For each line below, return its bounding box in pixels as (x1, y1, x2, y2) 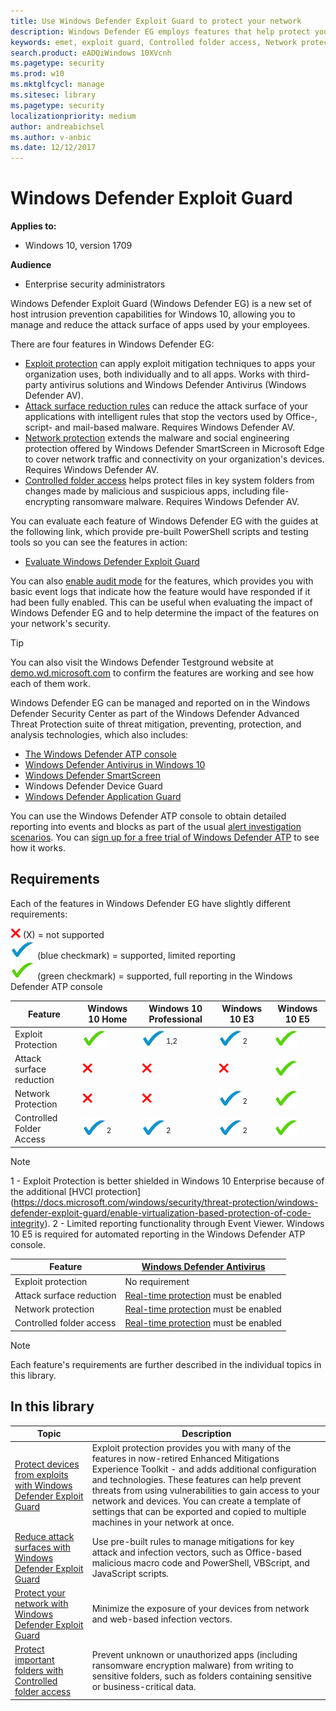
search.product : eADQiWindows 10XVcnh (10, 48, 172, 58)
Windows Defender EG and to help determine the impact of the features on (10, 607, 319, 619)
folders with (14, 1665, 64, 1677)
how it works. (10, 842, 66, 854)
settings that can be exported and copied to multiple (91, 1506, 307, 1518)
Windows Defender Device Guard (24, 780, 163, 792)
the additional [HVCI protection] (10, 1185, 142, 1197)
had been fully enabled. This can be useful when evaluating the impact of (10, 596, 313, 609)
